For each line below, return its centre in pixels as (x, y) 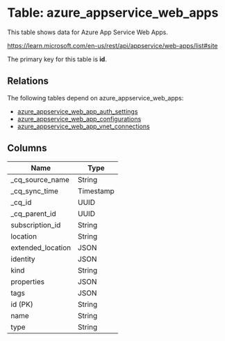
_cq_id (21, 202)
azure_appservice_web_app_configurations (79, 119)
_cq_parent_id (34, 213)
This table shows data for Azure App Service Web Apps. (87, 32)
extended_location (41, 248)
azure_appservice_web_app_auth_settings (77, 111)
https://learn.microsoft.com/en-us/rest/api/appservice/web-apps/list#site (112, 45)
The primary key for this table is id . (57, 59)
